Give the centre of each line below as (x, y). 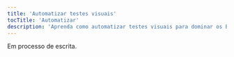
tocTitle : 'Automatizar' (43, 20)
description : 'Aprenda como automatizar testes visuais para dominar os (115, 26)
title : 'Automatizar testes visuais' (62, 14)
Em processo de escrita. (42, 47)
